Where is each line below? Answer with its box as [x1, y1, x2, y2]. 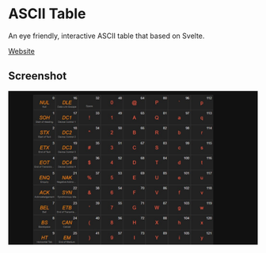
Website [8, 46, 36, 56]
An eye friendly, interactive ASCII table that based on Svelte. [8, 31, 205, 40]
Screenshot [8, 69, 67, 83]
